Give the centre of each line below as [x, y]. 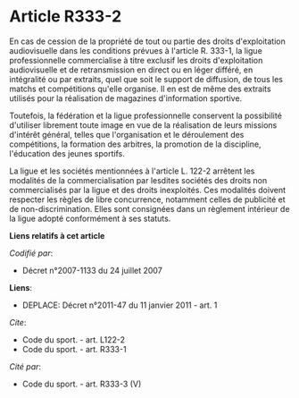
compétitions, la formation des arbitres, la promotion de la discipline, [135, 144]
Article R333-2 [66, 17]
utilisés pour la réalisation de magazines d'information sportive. [126, 98]
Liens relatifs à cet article [57, 235]
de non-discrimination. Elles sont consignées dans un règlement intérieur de [149, 208]
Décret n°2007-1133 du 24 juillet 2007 [92, 270]
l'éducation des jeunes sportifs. [67, 153]
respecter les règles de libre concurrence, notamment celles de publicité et [147, 199]
